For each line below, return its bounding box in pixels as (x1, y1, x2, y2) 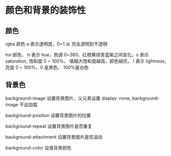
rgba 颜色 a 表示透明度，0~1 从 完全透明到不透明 (5, 41, 108, 47)
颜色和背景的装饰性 (5, 5, 86, 16)
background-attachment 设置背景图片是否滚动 (5, 134, 103, 140)
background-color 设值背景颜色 (5, 144, 71, 150)
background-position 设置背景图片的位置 (5, 112, 91, 118)
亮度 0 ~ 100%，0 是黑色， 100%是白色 (5, 65, 89, 70)
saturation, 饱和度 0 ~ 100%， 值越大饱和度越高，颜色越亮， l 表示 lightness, (5, 58, 166, 64)
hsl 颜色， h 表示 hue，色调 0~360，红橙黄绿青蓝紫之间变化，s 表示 (5, 52, 149, 57)
